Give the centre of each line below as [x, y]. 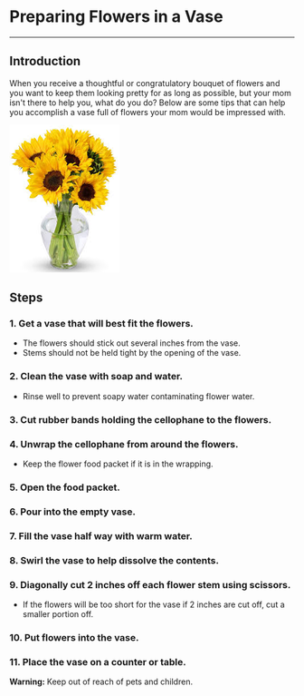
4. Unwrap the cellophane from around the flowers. [124, 444]
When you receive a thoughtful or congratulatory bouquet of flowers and [145, 83]
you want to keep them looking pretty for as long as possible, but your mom [150, 93]
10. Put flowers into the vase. [74, 637]
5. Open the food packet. [65, 487]
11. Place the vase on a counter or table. [98, 662]
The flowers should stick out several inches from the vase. [132, 343]
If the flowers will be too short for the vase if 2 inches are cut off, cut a [153, 604]
